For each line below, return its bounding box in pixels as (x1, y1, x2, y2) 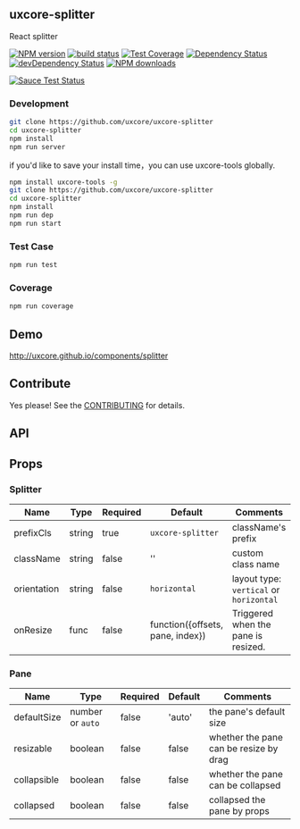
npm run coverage (9, 302, 74, 311)
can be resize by (208, 742, 279, 755)
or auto (70, 716, 100, 729)
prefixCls (13, 526, 52, 539)
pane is (231, 629, 263, 641)
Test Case (9, 240, 54, 253)
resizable (13, 742, 53, 755)
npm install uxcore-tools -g (9, 178, 118, 187)
